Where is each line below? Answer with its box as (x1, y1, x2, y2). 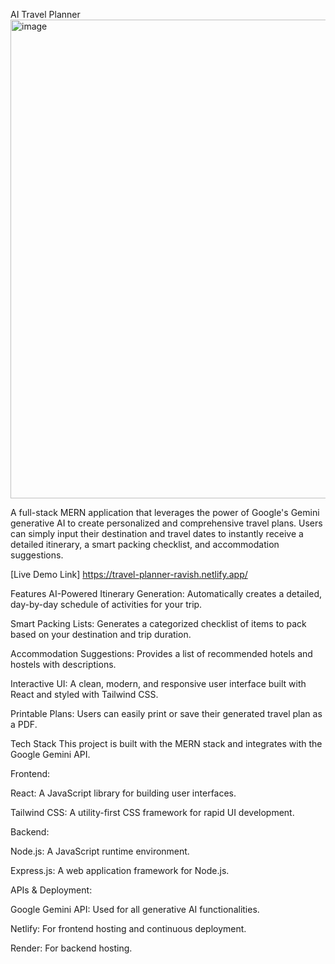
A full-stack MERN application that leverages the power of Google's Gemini (10, 507, 320, 518)
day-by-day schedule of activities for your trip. (10, 599, 203, 610)
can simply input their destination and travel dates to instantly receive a (10, 528, 304, 539)
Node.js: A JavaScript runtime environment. (10, 845, 190, 857)
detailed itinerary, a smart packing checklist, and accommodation (10, 539, 280, 550)
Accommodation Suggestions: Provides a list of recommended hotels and (10, 648, 313, 659)
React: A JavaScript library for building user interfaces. (10, 787, 237, 799)
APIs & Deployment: (10, 884, 93, 896)
